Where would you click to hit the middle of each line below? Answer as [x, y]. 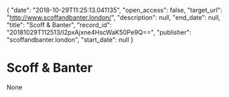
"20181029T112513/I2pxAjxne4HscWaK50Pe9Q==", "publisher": [99, 32]
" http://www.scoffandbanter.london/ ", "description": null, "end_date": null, [113, 17]
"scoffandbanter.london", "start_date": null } [70, 40]
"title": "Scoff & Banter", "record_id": [59, 25]
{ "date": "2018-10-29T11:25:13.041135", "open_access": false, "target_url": [115, 10]
